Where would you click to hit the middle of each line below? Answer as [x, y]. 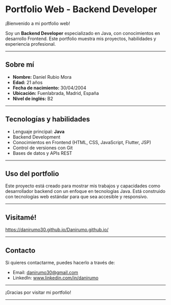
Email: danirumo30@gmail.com [45, 272]
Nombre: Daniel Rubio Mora [42, 77]
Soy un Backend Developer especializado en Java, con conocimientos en [83, 33]
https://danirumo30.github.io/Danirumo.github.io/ [57, 230]
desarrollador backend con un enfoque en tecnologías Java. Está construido [85, 191]
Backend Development [36, 137]
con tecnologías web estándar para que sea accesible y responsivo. [77, 197]
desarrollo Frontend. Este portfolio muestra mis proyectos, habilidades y [81, 39]
